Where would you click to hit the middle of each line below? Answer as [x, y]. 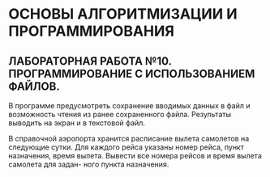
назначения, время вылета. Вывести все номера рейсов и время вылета [135, 156]
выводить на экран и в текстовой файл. [77, 123]
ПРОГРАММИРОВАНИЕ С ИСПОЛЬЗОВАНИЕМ [132, 74]
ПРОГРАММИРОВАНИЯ [91, 31]
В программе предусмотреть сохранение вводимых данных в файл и [129, 105]
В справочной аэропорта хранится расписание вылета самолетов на [129, 139]
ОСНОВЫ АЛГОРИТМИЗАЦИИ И [123, 14]
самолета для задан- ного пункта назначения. [89, 164]
